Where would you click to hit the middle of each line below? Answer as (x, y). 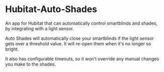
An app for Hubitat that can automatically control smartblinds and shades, (81, 23)
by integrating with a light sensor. (40, 28)
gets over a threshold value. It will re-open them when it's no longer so (78, 43)
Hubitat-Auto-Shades (51, 9)
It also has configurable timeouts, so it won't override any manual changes (82, 58)
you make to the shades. (31, 64)
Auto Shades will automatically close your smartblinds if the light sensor (79, 38)
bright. (12, 49)
